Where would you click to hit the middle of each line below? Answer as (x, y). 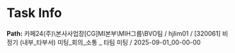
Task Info (34, 13)
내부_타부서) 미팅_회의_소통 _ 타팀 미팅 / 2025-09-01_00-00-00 (111, 42)
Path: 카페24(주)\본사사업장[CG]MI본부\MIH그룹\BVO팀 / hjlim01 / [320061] (114, 33)
